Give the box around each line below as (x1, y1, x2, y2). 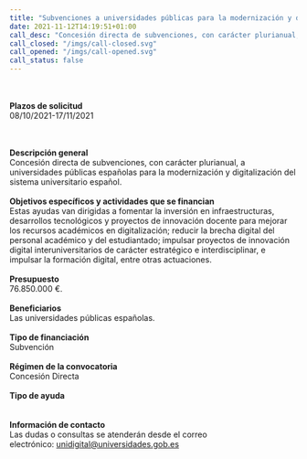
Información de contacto (9, 420, 106, 430)
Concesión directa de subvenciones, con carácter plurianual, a (9, 157, 246, 167)
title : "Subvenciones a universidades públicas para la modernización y (9, 13, 292, 23)
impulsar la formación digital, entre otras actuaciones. (9, 254, 212, 265)
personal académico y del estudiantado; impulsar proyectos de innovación (9, 235, 291, 245)
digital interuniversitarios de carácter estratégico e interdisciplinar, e (9, 244, 267, 255)
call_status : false (9, 56, 84, 65)
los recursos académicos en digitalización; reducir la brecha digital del (9, 225, 275, 236)
